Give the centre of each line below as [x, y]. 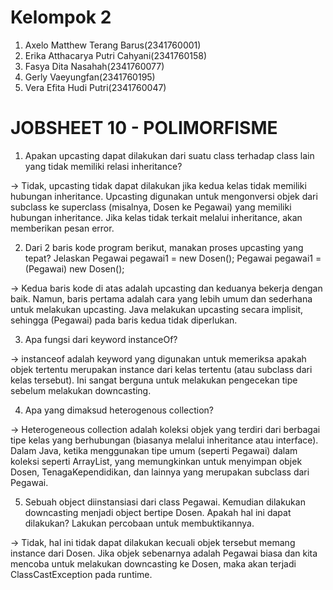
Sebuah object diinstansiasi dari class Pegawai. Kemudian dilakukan [165, 502]
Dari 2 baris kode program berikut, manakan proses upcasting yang [164, 247]
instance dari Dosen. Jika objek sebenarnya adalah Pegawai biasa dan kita [164, 553]
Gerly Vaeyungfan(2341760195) [90, 77]
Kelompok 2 [61, 17]
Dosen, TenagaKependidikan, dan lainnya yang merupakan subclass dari [160, 472]
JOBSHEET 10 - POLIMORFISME [144, 128]
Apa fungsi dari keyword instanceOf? [101, 339]
